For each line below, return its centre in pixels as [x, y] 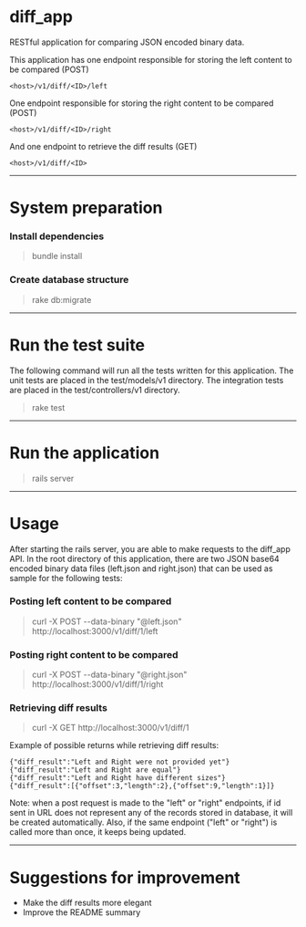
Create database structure [69, 280]
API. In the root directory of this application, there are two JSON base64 [144, 558]
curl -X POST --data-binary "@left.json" [107, 621]
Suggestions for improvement [125, 877]
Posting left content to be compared [91, 601]
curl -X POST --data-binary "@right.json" [109, 675]
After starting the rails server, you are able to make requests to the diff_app [150, 548]
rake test [48, 407]
